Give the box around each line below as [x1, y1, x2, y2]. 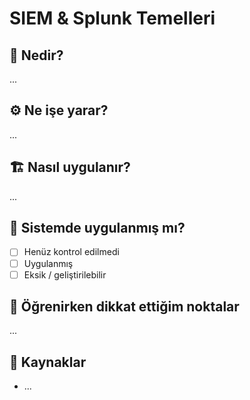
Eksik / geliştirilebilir [23, 268, 107, 281]
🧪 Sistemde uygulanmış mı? [9, 220, 186, 237]
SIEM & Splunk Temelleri [9, 7, 216, 30]
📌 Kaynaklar [9, 353, 87, 371]
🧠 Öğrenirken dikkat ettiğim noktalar [9, 298, 240, 316]
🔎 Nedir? [9, 47, 64, 64]
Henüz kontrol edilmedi [23, 246, 120, 258]
